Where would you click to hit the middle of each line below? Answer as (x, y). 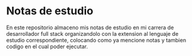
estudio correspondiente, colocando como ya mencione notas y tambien (96, 40)
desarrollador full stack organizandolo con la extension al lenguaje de (92, 33)
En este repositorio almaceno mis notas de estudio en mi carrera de (90, 27)
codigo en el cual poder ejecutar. (47, 46)
